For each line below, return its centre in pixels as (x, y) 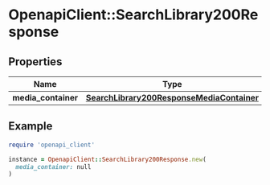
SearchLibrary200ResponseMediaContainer (172, 98)
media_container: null (53, 166)
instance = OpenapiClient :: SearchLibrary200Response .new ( (107, 159)
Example (31, 126)
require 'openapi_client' (51, 145)
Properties (35, 62)
